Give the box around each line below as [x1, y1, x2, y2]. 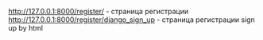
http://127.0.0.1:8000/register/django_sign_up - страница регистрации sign [8, 15, 256, 24]
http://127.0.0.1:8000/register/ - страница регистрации [8, 7, 189, 16]
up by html [8, 24, 44, 32]
